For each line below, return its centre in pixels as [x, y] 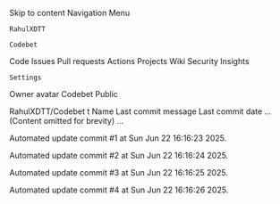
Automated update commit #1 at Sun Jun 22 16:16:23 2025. [118, 138]
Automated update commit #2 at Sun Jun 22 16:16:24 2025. [119, 155]
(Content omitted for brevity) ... [67, 121]
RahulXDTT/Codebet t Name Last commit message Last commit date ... [140, 111]
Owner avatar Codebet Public [64, 94]
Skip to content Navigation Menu [70, 13]
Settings [25, 78]
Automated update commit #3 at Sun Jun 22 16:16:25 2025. [119, 172]
